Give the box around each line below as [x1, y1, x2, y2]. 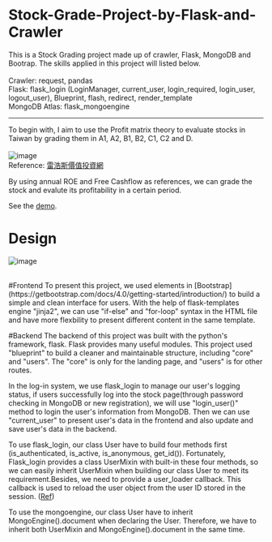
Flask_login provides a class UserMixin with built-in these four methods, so [8, 457, 259, 467]
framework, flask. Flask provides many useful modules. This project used [8, 339, 253, 349]
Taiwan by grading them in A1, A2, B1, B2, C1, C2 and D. [8, 133, 193, 143]
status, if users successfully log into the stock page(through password [8, 389, 244, 399]
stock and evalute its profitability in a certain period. [8, 185, 182, 195]
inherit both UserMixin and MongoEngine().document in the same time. [8, 524, 245, 534]
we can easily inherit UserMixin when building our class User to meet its [8, 465, 249, 475]
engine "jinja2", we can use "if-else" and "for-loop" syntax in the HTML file [8, 306, 257, 316]
